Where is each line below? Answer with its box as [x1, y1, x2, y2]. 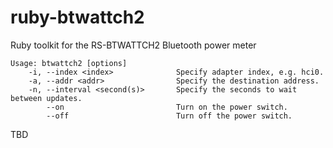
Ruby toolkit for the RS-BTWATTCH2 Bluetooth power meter [10, 39, 257, 51]
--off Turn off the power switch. [46, 111, 293, 121]
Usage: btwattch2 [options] [10, 58, 128, 68]
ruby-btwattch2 [10, 6, 145, 29]
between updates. [10, 93, 83, 103]
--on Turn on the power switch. [46, 102, 288, 112]
